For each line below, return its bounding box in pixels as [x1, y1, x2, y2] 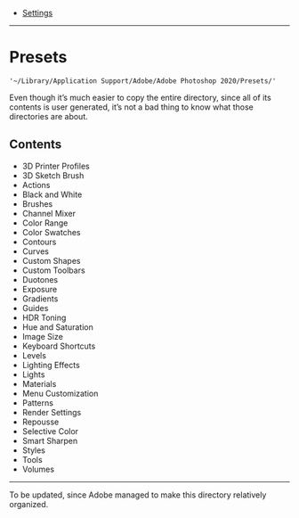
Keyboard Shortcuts [21, 341, 96, 351]
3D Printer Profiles [21, 160, 91, 171]
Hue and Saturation [21, 321, 93, 333]
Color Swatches [21, 226, 81, 237]
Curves [21, 245, 49, 257]
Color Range [21, 218, 69, 228]
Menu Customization [21, 388, 99, 399]
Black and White [21, 189, 83, 200]
